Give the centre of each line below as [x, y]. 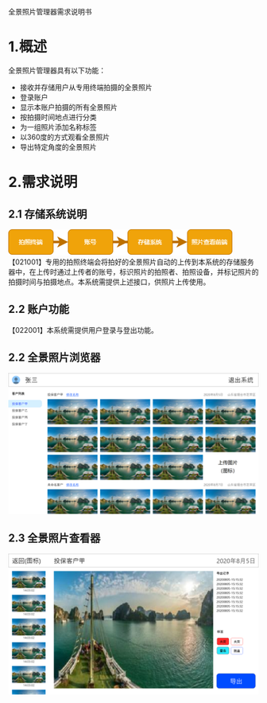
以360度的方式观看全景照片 [64, 137]
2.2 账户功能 [39, 309]
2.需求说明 [43, 182]
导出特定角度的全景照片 [58, 146]
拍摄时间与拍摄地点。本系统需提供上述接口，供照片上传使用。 [109, 282]
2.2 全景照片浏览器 [54, 358]
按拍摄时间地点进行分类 [58, 117]
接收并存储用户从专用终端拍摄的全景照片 [86, 87]
